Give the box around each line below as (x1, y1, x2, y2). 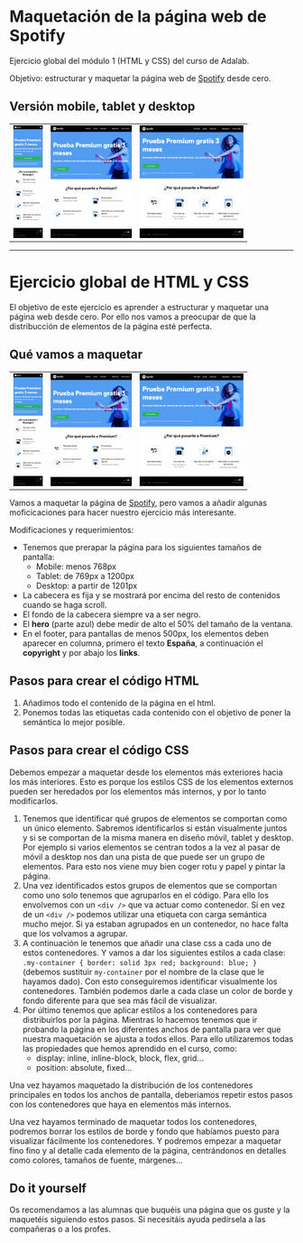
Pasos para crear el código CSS (9, 742, 189, 759)
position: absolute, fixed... (35, 1062, 133, 1073)
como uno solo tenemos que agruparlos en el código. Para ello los (22, 889, 269, 900)
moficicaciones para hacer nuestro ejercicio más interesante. (9, 507, 237, 518)
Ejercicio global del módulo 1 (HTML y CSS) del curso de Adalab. (9, 55, 250, 66)
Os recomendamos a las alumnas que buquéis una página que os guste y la (9, 1204, 290, 1215)
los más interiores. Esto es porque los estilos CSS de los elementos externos (9, 776, 294, 787)
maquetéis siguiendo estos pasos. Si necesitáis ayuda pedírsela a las (9, 1214, 266, 1225)
